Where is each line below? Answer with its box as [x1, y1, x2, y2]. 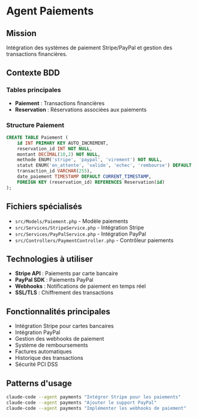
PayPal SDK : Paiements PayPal [14, 276, 94, 284]
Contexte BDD [6, 68, 60, 78]
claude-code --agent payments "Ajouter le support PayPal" [6, 400, 157, 406]
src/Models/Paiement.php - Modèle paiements [14, 218, 128, 225]
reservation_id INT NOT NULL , [17, 145, 93, 151]
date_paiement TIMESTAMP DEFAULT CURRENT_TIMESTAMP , [17, 174, 152, 180]
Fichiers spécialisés [6, 201, 83, 212]
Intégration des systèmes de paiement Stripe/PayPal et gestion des [6, 44, 173, 51]
